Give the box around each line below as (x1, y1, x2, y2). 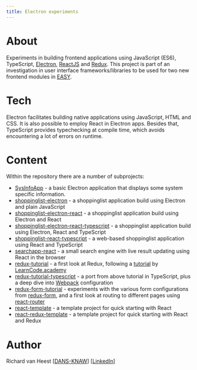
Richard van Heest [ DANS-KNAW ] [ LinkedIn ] (6, 358, 115, 365)
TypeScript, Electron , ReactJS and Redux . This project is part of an (6, 60, 170, 67)
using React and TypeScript (14, 242, 83, 249)
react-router (14, 298, 45, 305)
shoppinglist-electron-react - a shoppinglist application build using (14, 209, 179, 217)
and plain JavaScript (14, 203, 65, 211)
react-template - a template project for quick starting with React (14, 305, 172, 312)
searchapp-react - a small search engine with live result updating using (14, 247, 190, 255)
